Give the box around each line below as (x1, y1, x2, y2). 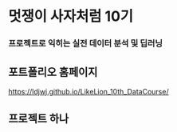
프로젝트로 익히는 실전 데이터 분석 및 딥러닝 (8, 38, 163, 49)
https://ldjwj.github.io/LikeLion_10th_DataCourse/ (8, 86, 169, 96)
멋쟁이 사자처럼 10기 (8, 7, 134, 26)
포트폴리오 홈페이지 (8, 65, 98, 78)
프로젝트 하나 (8, 112, 69, 126)
